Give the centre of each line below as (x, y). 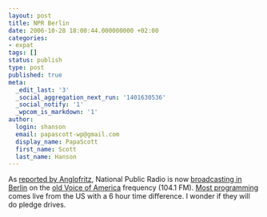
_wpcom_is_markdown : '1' (57, 112)
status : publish (35, 61)
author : (21, 120)
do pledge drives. (37, 205)
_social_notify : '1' (50, 105)
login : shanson (41, 127)
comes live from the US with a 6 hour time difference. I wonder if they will (129, 196)
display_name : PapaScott (57, 142)
